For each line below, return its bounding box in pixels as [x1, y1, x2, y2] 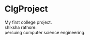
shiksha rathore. [4, 24, 37, 30]
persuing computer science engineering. [4, 29, 86, 35]
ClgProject [4, 3, 48, 14]
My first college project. [4, 19, 52, 25]
